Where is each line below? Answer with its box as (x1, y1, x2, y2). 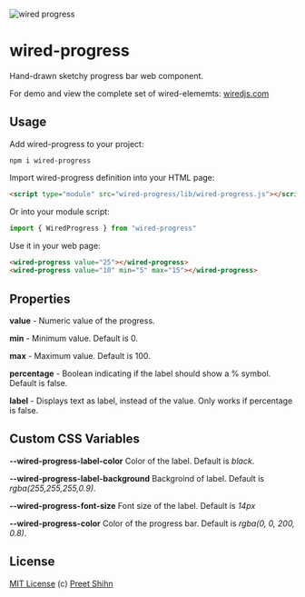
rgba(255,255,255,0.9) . (9, 483, 97, 493)
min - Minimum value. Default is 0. (9, 333, 139, 344)
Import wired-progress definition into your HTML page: (9, 172, 215, 183)
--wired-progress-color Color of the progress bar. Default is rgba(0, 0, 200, (9, 518, 295, 529)
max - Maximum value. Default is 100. (9, 351, 152, 362)
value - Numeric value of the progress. (9, 315, 156, 326)
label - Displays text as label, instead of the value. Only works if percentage (9, 395, 293, 406)
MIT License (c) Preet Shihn (9, 578, 113, 589)
